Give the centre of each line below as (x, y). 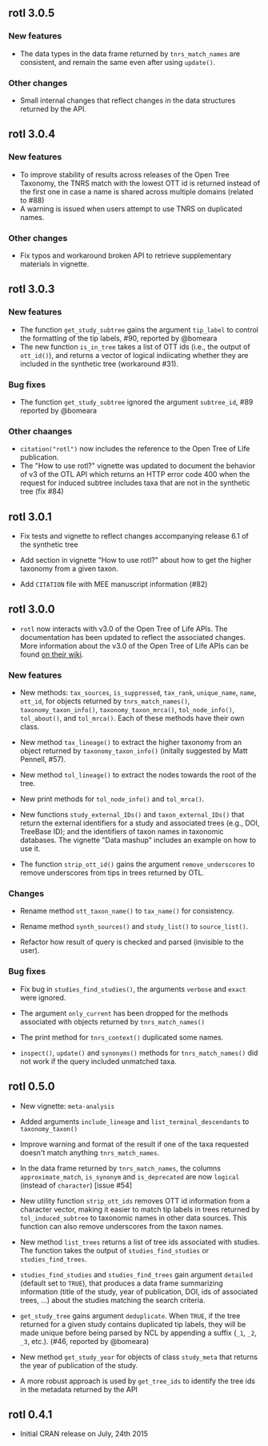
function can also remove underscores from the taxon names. (122, 1226)
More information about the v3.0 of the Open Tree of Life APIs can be (134, 646)
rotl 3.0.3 (32, 289)
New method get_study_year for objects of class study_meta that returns (139, 1357)
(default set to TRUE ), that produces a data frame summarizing (122, 1283)
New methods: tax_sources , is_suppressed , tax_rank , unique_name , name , (138, 693)
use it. (30, 849)
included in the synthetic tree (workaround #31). (99, 364)
